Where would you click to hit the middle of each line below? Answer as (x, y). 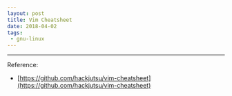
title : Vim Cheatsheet (40, 20)
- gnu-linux (27, 39)
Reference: (23, 65)
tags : (15, 33)
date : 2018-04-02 (32, 26)
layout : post (26, 13)
